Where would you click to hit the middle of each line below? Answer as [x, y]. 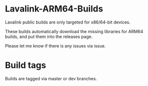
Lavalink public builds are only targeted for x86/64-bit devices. [68, 22]
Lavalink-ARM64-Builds [54, 9]
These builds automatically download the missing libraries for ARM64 [74, 31]
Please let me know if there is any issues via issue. [55, 46]
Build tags [26, 65]
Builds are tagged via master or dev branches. [51, 78]
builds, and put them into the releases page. [49, 37]
